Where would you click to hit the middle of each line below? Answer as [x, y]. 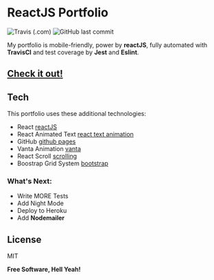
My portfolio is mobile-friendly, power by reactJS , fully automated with [107, 45]
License [24, 239]
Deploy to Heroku [42, 211]
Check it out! [35, 74]
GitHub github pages [46, 141]
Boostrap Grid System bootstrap [62, 163]
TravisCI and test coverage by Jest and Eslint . [73, 52]
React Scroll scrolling [47, 156]
